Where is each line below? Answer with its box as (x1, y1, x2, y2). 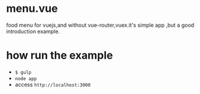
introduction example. (6, 27, 60, 35)
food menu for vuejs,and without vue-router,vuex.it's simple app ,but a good (6, 21, 195, 29)
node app (14, 76, 37, 82)
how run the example (6, 49, 113, 62)
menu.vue (6, 2, 58, 15)
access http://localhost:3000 (14, 81, 91, 88)
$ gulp (14, 69, 32, 76)
